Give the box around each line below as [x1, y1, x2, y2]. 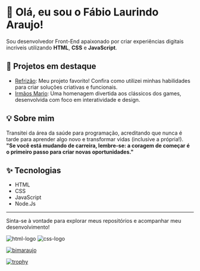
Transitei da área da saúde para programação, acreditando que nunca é [6, 129, 183, 136]
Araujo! [6, 18, 43, 32]
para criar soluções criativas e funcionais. [14, 83, 118, 91]
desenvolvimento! [6, 223, 50, 231]
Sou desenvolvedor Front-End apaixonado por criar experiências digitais [6, 38, 184, 45]
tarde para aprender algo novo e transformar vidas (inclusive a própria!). [6, 135, 183, 142]
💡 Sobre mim [6, 113, 55, 124]
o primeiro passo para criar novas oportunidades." [6, 148, 134, 155]
